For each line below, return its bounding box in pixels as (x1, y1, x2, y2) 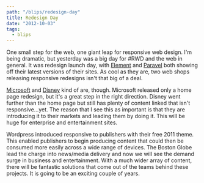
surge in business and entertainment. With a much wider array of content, (6, 157, 192, 164)
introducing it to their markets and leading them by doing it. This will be (6, 113, 185, 120)
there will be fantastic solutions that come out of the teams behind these (6, 163, 189, 171)
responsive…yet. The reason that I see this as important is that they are (6, 106, 185, 113)
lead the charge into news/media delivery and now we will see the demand (6, 151, 194, 158)
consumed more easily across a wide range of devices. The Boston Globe (6, 144, 192, 151)
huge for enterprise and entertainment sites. (6, 119, 118, 126)
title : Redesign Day (6, 15, 59, 21)
